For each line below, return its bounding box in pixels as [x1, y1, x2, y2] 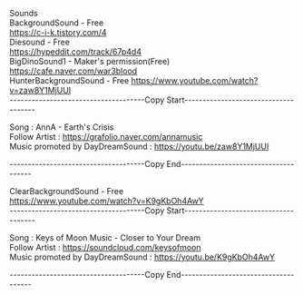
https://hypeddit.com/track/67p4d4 [9, 46, 142, 57]
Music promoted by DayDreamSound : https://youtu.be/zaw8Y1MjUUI [9, 141, 269, 152]
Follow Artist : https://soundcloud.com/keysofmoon [9, 242, 201, 252]
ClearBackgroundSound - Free [9, 186, 124, 196]
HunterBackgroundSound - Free [9, 75, 130, 85]
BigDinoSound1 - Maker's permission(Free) [9, 56, 171, 66]
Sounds [9, 8, 38, 18]
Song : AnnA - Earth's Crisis [9, 122, 114, 133]
